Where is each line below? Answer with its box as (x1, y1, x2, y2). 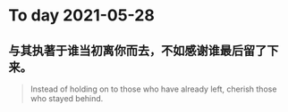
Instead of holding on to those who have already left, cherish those (30, 84, 277, 94)
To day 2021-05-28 (8, 5, 156, 26)
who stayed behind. (30, 93, 104, 103)
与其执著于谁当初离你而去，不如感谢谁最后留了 (8, 43, 267, 58)
